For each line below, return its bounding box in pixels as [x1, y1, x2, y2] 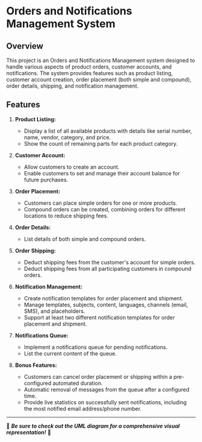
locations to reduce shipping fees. [23, 212, 109, 219]
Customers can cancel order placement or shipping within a [23, 373, 173, 380]
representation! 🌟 [6, 428, 51, 436]
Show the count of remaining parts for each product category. [23, 140, 178, 147]
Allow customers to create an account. [23, 163, 120, 171]
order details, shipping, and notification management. [6, 82, 139, 89]
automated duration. [52, 380, 103, 387]
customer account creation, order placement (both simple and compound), [6, 76, 192, 83]
